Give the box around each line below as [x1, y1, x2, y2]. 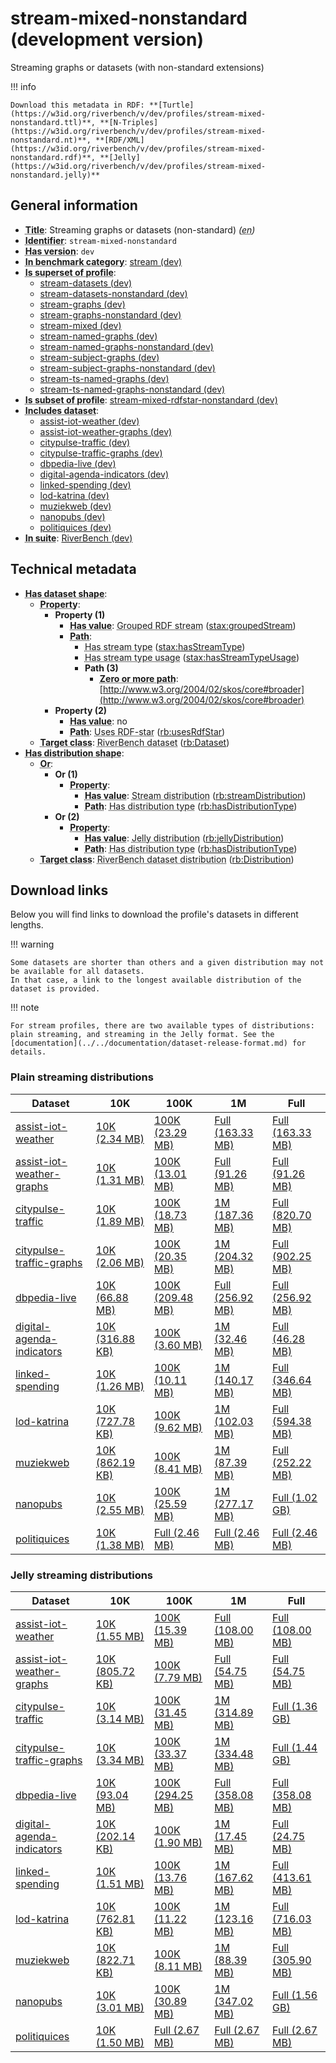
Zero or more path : [99, 672, 179, 684]
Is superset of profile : [24, 266, 117, 278]
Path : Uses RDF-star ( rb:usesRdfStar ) [69, 725, 226, 737]
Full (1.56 [272, 1988, 318, 2002]
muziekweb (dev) [39, 500, 112, 512]
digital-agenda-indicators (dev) [39, 468, 170, 480]
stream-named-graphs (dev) [39, 330, 158, 342]
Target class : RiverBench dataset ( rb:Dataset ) [39, 736, 230, 748]
